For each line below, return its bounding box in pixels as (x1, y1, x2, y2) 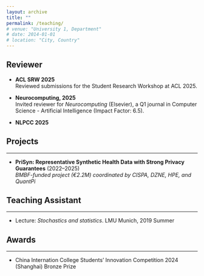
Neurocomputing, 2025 (15, 94, 76, 101)
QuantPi (15, 178, 36, 185)
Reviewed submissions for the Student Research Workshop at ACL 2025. (15, 82, 197, 89)
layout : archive (6, 9, 47, 15)
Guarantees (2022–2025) (15, 165, 80, 172)
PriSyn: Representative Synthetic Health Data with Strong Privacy (15, 158, 185, 165)
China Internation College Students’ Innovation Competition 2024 (15, 257, 178, 264)
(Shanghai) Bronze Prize (15, 263, 76, 271)
